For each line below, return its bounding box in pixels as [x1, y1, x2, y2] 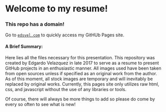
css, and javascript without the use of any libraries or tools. [5, 86, 127, 92]
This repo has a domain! [5, 21, 65, 28]
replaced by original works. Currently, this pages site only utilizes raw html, [5, 81, 160, 87]
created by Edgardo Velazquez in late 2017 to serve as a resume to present [5, 60, 160, 66]
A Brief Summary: [5, 43, 43, 50]
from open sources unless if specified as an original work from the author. [5, 70, 158, 76]
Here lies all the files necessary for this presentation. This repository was [5, 54, 155, 60]
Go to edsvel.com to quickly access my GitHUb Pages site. [5, 32, 125, 38]
